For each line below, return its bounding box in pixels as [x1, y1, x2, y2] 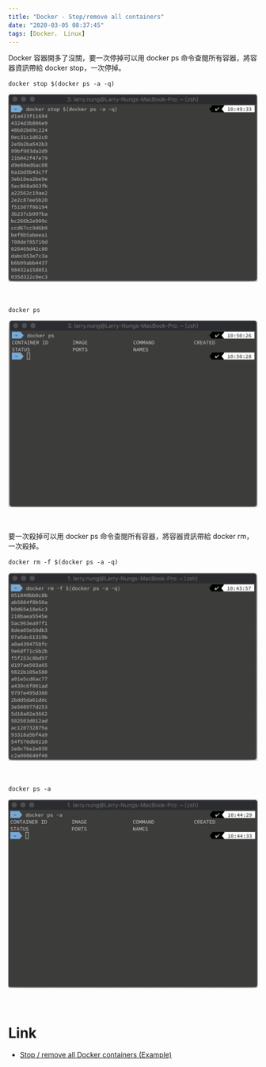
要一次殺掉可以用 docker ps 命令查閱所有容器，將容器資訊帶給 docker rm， [8, 531, 253, 541]
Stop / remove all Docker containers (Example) [19, 1050, 173, 1060]
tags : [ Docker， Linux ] [8, 29, 85, 37]
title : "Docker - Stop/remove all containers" [8, 13, 165, 21]
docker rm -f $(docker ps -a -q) [8, 558, 119, 566]
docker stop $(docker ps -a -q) [8, 80, 115, 88]
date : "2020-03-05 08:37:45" [8, 21, 104, 29]
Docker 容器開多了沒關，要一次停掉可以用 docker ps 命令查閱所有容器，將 [8, 53, 251, 63]
